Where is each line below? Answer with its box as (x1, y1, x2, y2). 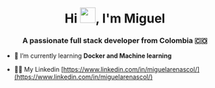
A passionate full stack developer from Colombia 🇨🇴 (22, 36, 208, 46)
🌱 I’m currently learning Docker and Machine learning (13, 51, 172, 60)
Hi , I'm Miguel (64, 11, 166, 27)
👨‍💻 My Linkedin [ (13, 65, 64, 74)
